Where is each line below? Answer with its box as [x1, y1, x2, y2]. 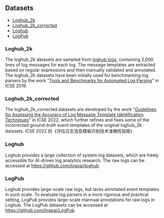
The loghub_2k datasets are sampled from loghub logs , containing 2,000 [5, 56, 154, 62]
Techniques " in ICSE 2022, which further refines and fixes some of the [5, 117, 150, 123]
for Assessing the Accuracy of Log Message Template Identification [5, 111, 144, 118]
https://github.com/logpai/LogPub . [5, 208, 76, 213]
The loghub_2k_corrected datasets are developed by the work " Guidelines [5, 107, 157, 112]
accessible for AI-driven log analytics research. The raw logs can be [5, 157, 145, 163]
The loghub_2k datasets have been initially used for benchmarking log [5, 72, 149, 78]
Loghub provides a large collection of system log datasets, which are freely [5, 152, 159, 158]
